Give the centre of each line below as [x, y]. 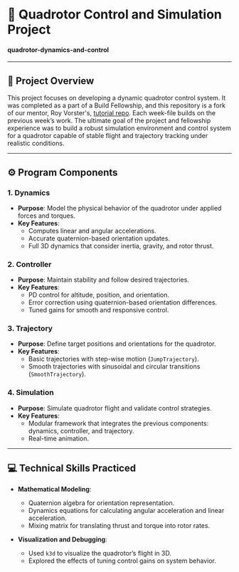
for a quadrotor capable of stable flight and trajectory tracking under [108, 136]
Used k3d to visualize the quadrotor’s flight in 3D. [100, 553]
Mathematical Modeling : [54, 489]
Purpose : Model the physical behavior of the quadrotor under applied [119, 208]
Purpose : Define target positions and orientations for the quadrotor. [117, 344]
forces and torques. [47, 216]
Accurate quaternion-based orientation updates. [99, 238]
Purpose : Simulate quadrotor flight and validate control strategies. [115, 408]
